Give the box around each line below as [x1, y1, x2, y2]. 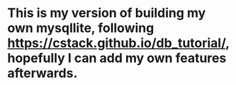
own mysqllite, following [7, 20, 154, 36]
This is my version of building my [7, 5, 206, 21]
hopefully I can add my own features [7, 50, 227, 67]
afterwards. [7, 65, 78, 81]
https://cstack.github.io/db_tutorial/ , [7, 35, 230, 51]
